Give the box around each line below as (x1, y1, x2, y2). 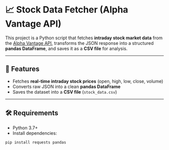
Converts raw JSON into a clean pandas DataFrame (12, 84, 121, 90)
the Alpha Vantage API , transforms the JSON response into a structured (5, 40, 154, 46)
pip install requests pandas (5, 139, 66, 145)
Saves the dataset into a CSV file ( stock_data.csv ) (12, 89, 117, 95)
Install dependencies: (12, 130, 57, 136)
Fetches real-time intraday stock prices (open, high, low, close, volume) (12, 78, 163, 84)
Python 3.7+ (12, 124, 38, 131)
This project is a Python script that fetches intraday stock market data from (5, 35, 163, 41)
